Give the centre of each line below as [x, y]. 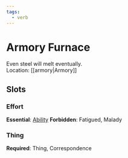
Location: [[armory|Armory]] [42, 71]
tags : [13, 12]
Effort [15, 106]
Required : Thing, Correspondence [49, 148]
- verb [20, 17]
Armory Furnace [48, 47]
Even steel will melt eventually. [44, 64]
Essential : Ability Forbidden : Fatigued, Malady [64, 120]
